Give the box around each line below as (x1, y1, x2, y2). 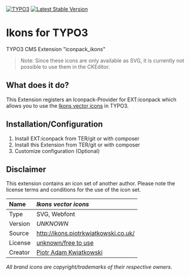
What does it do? (6, 80, 69, 91)
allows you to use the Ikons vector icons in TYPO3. (6, 102, 129, 109)
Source (9, 230, 29, 238)
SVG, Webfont (36, 210, 75, 218)
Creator (9, 248, 30, 257)
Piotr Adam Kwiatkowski (36, 248, 103, 257)
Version (9, 220, 30, 228)
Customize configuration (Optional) (14, 147, 100, 154)
